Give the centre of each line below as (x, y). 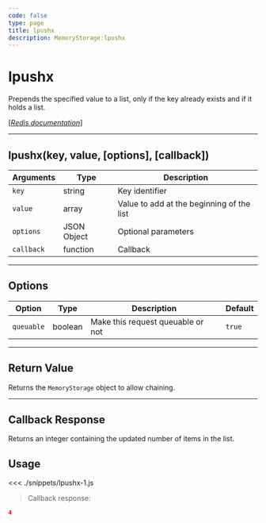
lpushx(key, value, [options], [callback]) (109, 155)
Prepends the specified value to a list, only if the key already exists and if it (130, 99)
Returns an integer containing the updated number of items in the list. (122, 439)
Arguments (34, 177)
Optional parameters (156, 231)
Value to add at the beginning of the (184, 204)
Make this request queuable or (147, 321)
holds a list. (27, 107)
